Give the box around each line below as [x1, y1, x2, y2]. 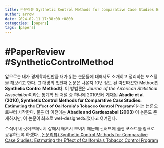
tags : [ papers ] [5, 25, 36, 30]
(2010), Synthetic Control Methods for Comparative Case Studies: [5, 97, 142, 103]
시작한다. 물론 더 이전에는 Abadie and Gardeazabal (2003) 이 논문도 [18, 109, 152, 115]
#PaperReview [5, 46, 66, 58]
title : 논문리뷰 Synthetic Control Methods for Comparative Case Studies [5, 7, 154, 12]
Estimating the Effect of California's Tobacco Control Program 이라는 [5, 103, 145, 109]
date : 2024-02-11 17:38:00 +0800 [5, 16, 73, 21]
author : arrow [5, 12, 34, 17]
